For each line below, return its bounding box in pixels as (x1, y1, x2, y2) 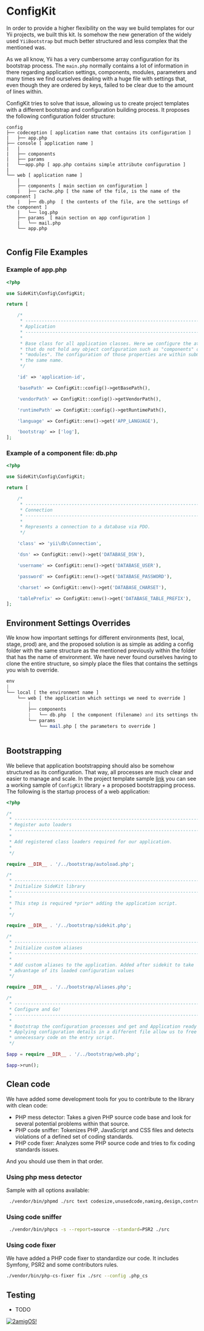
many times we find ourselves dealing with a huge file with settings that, (6, 75, 187, 82)
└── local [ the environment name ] (6, 689, 99, 696)
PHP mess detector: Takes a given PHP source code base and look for (15, 1113, 191, 1121)
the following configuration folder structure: (6, 112, 115, 120)
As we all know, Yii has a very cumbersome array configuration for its (6, 55, 180, 63)
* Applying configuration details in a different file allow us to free (8, 1029, 197, 1035)
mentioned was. (6, 44, 47, 51)
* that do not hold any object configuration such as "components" (19, 346, 194, 352)
